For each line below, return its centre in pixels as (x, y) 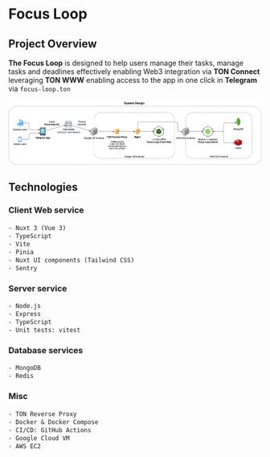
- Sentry (23, 268)
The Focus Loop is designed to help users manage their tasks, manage (126, 63)
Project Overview (53, 44)
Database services (46, 350)
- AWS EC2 (25, 446)
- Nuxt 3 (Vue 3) (37, 228)
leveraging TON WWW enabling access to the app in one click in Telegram (133, 80)
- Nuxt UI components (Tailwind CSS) (72, 260)
